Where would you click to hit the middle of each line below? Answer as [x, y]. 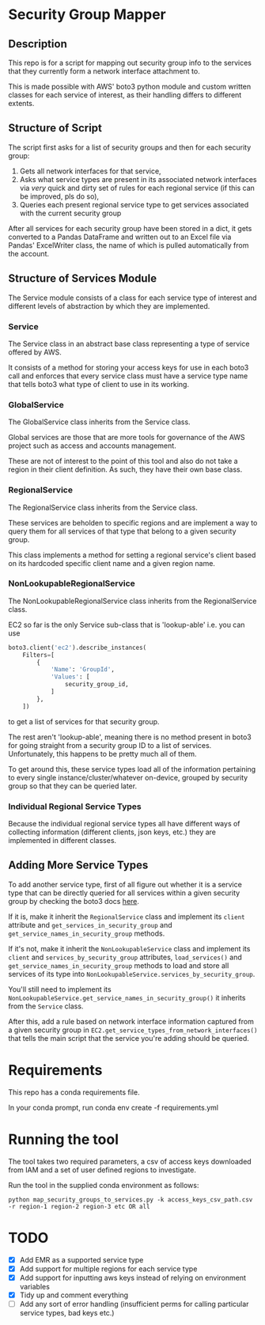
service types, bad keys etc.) [67, 1312]
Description [38, 44]
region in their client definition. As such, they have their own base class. [125, 469]
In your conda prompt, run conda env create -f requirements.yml [114, 1107]
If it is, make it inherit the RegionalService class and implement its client [127, 917]
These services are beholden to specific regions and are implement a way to [133, 522]
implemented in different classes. [62, 840]
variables [34, 1286]
